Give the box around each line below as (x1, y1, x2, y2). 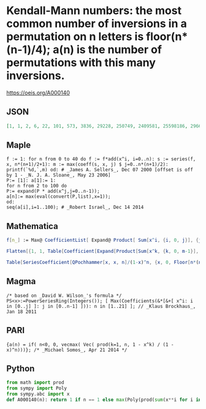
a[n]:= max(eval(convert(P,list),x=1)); (6, 193, 112, 200)
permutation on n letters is (6, 30, 144, 43)
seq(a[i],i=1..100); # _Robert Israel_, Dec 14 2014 (6, 204, 144, 211)
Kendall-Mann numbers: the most (6, 4, 182, 18)
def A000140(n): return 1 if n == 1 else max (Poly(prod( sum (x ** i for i (6, 396, 194, 403)
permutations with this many (6, 56, 156, 70)
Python (6, 363, 35, 373)
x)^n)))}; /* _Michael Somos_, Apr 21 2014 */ (6, 347, 128, 353)
